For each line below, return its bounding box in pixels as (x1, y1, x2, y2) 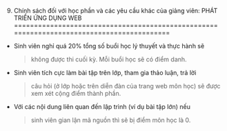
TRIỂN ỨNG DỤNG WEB (13, 14, 82, 22)
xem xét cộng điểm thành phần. (30, 90, 121, 97)
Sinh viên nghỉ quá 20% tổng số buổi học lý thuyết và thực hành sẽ (13, 42, 205, 50)
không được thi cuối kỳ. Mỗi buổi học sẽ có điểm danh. (30, 55, 188, 63)
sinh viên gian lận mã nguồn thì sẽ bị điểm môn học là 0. (30, 116, 191, 124)
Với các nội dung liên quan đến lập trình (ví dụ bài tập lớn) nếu (13, 103, 191, 110)
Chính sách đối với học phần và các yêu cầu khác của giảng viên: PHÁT (13, 7, 218, 14)
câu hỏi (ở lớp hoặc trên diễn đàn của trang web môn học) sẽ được (30, 82, 221, 90)
